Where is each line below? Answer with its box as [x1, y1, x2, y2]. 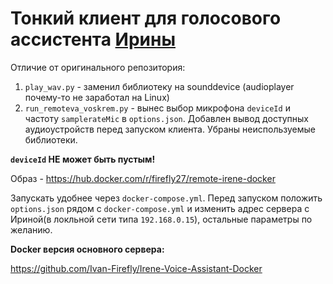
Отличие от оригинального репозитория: [10, 61, 186, 73]
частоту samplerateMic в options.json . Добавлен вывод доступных [24, 112, 309, 124]
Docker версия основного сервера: [10, 243, 165, 255]
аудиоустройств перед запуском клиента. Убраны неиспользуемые [24, 123, 316, 135]
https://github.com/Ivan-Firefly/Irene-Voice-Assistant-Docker [10, 262, 263, 274]
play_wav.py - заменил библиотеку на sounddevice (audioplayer [24, 80, 295, 92]
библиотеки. [24, 133, 78, 146]
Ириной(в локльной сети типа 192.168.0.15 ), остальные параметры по [10, 213, 313, 225]
